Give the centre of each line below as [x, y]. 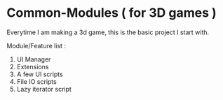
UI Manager [34, 59]
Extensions [33, 66]
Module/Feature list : [36, 45]
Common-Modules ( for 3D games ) [111, 13]
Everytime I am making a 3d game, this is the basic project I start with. [108, 32]
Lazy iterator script [44, 89]
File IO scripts [36, 81]
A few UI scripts [40, 74]
